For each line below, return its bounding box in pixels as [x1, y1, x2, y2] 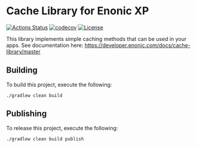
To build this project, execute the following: [6, 81, 112, 88]
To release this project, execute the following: [6, 124, 118, 131]
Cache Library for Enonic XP [6, 4, 149, 18]
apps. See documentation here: [6, 42, 84, 49]
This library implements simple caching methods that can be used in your [6, 35, 187, 42]
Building [6, 65, 38, 75]
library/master [6, 48, 41, 55]
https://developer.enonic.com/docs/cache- [84, 42, 191, 49]
